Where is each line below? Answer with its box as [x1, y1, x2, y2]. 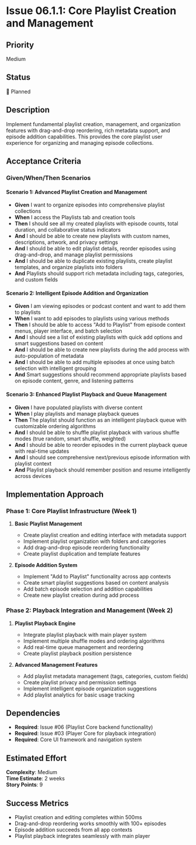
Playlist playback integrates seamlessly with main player [14, 832, 150, 839]
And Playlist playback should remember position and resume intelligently [14, 466, 191, 473]
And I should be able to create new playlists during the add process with [14, 346, 190, 353]
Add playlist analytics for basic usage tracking [23, 691, 135, 698]
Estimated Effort [6, 753, 67, 763]
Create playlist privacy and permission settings [23, 678, 137, 685]
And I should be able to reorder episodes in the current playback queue [14, 441, 188, 448]
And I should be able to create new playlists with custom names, [14, 233, 171, 240]
